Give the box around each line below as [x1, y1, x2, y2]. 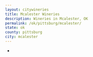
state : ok [5, 25, 25, 30]
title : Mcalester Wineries [5, 12, 60, 17]
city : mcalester [5, 35, 38, 39]
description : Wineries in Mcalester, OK [5, 16, 89, 21]
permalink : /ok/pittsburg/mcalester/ [5, 20, 82, 26]
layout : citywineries [5, 7, 49, 12]
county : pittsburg [5, 30, 42, 35]
